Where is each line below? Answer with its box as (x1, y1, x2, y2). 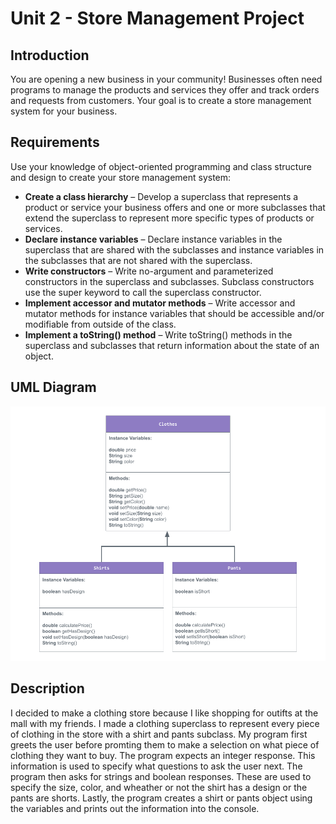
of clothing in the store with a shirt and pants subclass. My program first (10, 728, 308, 740)
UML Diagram (10, 379, 97, 396)
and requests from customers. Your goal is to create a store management (10, 95, 312, 106)
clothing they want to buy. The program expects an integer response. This (10, 749, 316, 761)
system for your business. (10, 105, 118, 117)
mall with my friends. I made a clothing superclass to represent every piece (10, 717, 320, 729)
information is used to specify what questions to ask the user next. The (10, 760, 303, 772)
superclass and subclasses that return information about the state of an (24, 339, 320, 351)
